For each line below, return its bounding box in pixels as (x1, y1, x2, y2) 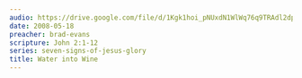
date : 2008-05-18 (9, 22, 75, 30)
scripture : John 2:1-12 (9, 38, 99, 48)
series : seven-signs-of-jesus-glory (9, 47, 147, 56)
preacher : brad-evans (9, 30, 91, 39)
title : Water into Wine (9, 55, 99, 64)
